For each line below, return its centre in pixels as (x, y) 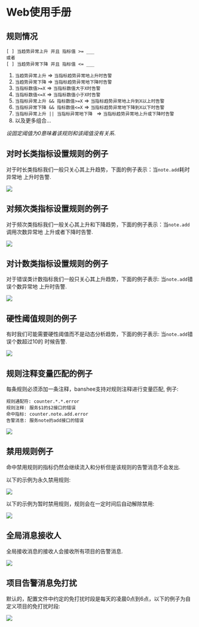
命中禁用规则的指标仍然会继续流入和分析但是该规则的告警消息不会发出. (94, 467)
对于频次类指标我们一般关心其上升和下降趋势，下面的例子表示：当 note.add (98, 224)
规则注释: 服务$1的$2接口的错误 (41, 408)
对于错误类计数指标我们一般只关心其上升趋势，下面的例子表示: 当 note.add (97, 279)
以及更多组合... (33, 121)
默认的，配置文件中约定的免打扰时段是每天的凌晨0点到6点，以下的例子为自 (99, 598)
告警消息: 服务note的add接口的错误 (45, 421)
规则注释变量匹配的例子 (49, 374)
